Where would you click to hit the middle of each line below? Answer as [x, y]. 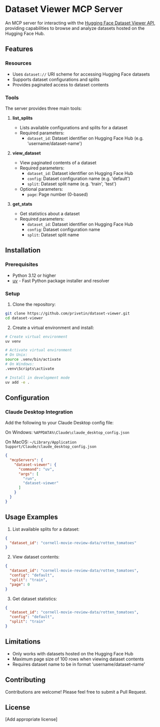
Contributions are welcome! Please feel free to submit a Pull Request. [76, 692]
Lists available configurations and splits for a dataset [74, 127]
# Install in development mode [38, 378]
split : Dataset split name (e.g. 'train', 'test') [72, 184]
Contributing [25, 680]
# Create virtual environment [37, 336]
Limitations [23, 642]
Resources [18, 63]
